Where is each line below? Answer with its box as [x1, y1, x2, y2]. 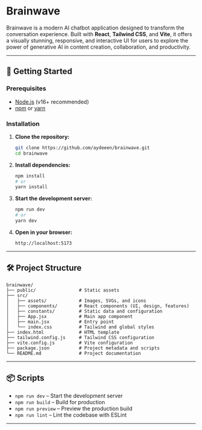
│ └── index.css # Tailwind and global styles [6, 324, 155, 330]
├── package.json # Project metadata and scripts [6, 345, 161, 351]
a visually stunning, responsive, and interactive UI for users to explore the [6, 37, 188, 44]
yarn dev [14, 218, 37, 224]
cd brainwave [14, 150, 48, 156]
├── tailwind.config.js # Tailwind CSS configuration [6, 334, 155, 340]
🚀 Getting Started [6, 66, 73, 76]
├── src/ [6, 292, 28, 298]
